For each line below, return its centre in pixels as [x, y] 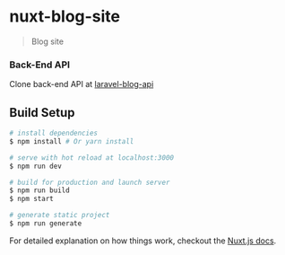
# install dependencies [54, 133]
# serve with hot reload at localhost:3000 [92, 158]
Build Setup [42, 113]
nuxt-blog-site [65, 17]
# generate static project [60, 215]
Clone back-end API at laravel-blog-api [82, 84]
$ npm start [31, 199]
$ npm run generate [46, 224]
